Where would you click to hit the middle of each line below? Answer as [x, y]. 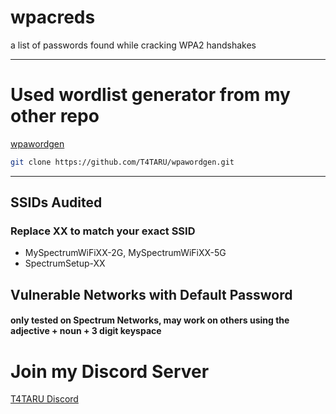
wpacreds [53, 17]
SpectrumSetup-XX [65, 263]
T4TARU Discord [44, 399]
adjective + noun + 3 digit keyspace [86, 331]
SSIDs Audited [56, 202]
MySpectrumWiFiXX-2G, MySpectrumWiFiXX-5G [125, 253]
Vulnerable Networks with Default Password [151, 294]
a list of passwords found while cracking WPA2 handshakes [133, 45]
